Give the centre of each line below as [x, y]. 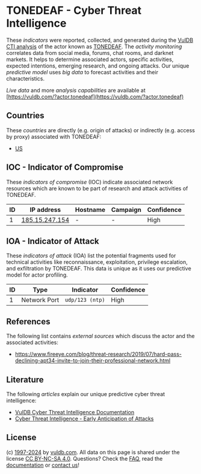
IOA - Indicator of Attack [53, 241]
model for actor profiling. [37, 275]
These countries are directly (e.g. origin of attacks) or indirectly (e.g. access [101, 130]
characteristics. [26, 78]
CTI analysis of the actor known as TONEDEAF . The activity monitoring [94, 46]
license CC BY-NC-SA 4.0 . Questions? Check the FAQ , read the [85, 458]
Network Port [40, 300]
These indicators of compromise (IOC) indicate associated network [90, 182]
